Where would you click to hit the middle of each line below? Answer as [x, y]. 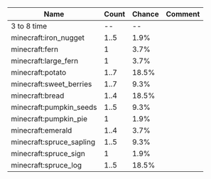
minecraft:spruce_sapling [53, 142]
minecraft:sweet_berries [52, 84]
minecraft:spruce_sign [48, 154]
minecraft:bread [38, 96]
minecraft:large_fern [45, 61]
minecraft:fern [35, 49]
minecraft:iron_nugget [48, 37]
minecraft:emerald [42, 130]
